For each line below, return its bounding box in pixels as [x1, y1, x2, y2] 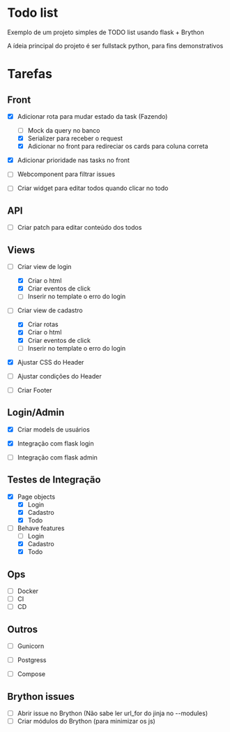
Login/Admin [7, 407, 65, 418]
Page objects [17, 492, 56, 501]
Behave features [17, 524, 65, 532]
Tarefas [7, 66, 52, 82]
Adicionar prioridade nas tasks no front [17, 156, 130, 165]
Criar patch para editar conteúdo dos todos [17, 224, 142, 232]
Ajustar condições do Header [17, 372, 102, 380]
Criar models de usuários [17, 425, 91, 434]
